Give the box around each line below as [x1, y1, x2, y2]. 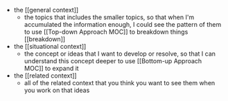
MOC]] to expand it [24, 65, 79, 72]
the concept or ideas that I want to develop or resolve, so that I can [24, 49, 216, 58]
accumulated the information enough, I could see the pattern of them [24, 21, 222, 28]
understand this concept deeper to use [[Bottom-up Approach [24, 57, 202, 65]
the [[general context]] [13, 6, 79, 14]
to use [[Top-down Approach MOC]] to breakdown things [24, 27, 188, 36]
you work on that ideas [24, 86, 90, 94]
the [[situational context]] [13, 43, 87, 50]
